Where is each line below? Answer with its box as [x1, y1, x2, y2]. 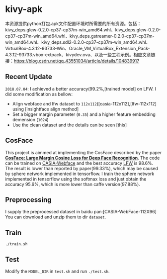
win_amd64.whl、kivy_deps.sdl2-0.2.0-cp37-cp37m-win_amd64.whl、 [5, 39, 151, 45]
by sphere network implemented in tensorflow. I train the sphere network [5, 171, 155, 177]
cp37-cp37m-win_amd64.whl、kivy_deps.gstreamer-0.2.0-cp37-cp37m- [5, 33, 155, 39]
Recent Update [5, 73, 52, 81]
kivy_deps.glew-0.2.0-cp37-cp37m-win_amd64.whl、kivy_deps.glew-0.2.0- [5, 26, 161, 33]
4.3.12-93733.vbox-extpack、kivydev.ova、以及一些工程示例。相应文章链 [5, 51, 156, 58]
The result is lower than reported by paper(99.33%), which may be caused [5, 165, 158, 171]
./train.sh [5, 242, 28, 247]
